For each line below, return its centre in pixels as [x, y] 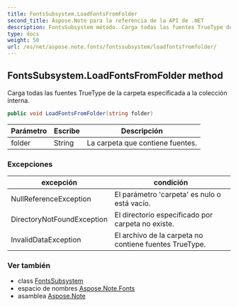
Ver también [29, 265]
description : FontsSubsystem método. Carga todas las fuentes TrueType [115, 27]
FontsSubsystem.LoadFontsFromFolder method [115, 76]
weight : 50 [23, 41]
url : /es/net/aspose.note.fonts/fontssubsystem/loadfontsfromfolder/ [112, 47]
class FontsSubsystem [50, 281]
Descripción [142, 131]
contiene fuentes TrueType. [160, 244]
